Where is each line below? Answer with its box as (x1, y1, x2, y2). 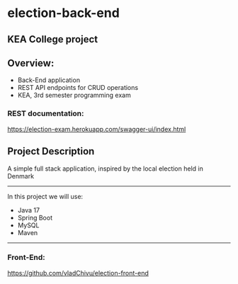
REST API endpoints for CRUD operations (17, 84, 139, 92)
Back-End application (17, 76, 80, 84)
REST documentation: (7, 108, 84, 118)
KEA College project (7, 33, 98, 45)
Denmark (7, 171, 34, 180)
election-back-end (7, 5, 120, 21)
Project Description (7, 145, 95, 157)
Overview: (7, 57, 55, 69)
